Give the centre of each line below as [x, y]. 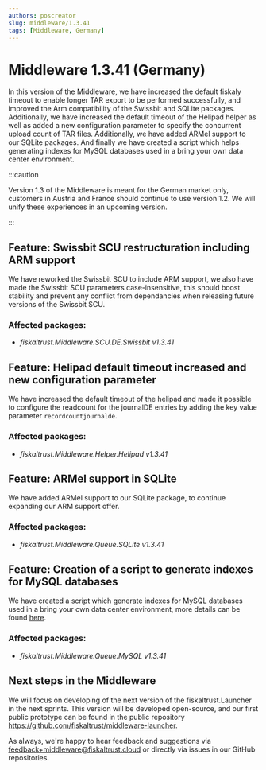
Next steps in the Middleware [82, 681]
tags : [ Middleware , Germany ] [56, 30]
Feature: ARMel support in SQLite [93, 478]
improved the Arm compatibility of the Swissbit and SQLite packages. [122, 109]
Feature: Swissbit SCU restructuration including [129, 247]
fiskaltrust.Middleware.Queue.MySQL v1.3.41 [93, 655]
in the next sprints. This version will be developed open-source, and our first [133, 708]
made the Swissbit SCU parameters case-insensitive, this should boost [124, 288]
